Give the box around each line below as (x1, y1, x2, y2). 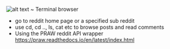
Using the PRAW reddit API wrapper (14, 30, 104, 37)
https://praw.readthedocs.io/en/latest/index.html (14, 36, 135, 43)
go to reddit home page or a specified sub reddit (14, 17, 135, 24)
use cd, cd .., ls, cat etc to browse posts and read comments (14, 24, 165, 30)
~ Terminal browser (30, 6, 79, 13)
